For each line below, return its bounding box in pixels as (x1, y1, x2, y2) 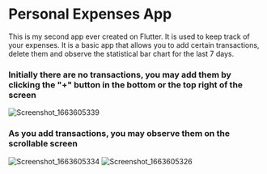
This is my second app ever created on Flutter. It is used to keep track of (8, 32, 250, 41)
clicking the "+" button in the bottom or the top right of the (8, 79, 244, 90)
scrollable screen (8, 138, 78, 150)
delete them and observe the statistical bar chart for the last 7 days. (8, 49, 235, 58)
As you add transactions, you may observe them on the (8, 128, 231, 139)
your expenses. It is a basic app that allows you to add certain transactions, (8, 40, 260, 49)
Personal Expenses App (8, 5, 172, 23)
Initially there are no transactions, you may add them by (8, 69, 232, 80)
